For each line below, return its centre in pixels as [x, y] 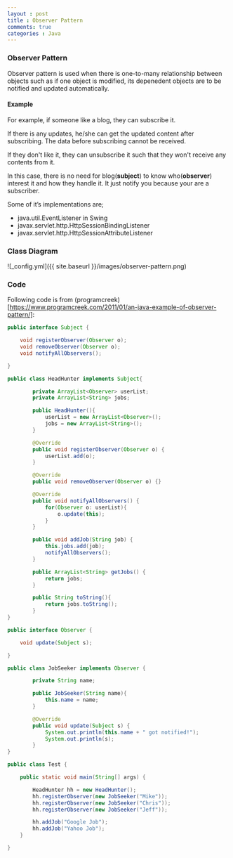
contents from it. [31, 162]
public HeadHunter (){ [64, 411]
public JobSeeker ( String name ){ [80, 694]
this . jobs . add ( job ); [75, 546]
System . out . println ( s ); [79, 739]
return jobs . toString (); [81, 604]
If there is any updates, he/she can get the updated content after [101, 134]
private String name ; [64, 681]
